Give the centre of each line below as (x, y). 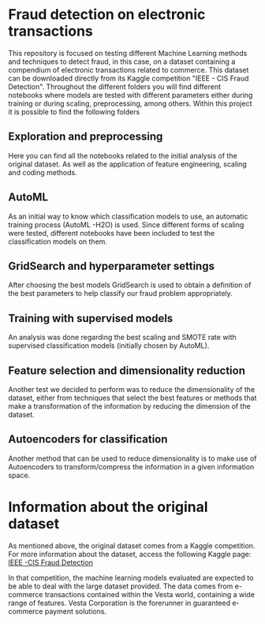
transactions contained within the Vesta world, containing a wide (149, 594)
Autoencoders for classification (88, 439)
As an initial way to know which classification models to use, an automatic (128, 216)
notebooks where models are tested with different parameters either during (131, 95)
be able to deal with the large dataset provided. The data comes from (121, 586)
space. (19, 475)
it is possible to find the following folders (74, 111)
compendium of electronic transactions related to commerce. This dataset (129, 69)
